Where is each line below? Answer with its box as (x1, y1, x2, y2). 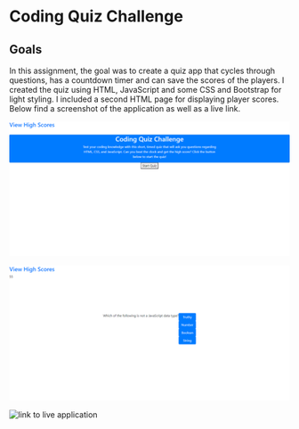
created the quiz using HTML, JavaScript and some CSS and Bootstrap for (9, 85, 282, 95)
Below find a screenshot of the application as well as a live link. (9, 103, 241, 113)
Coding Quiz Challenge (9, 6, 184, 27)
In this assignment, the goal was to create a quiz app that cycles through (9, 65, 276, 76)
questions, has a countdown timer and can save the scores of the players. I (9, 75, 285, 86)
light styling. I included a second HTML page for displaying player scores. (9, 94, 279, 104)
